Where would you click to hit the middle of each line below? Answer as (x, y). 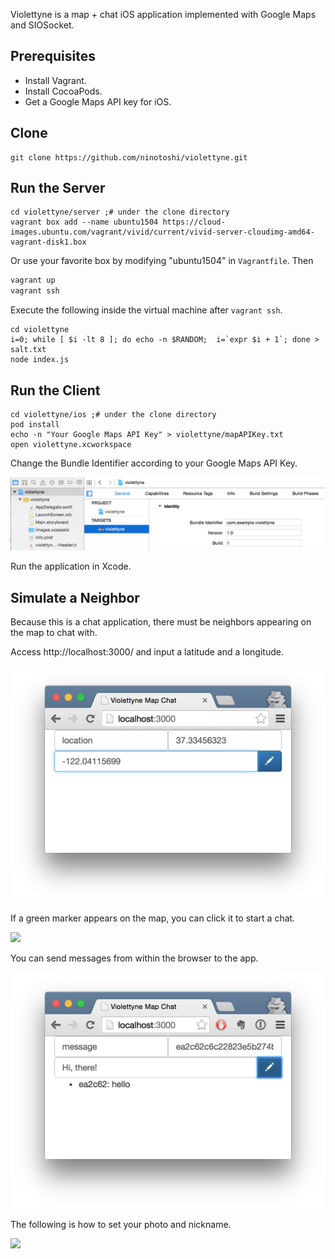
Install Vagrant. (55, 80)
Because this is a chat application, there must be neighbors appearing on (161, 621)
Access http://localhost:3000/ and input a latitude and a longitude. (147, 651)
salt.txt (28, 350)
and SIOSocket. (42, 25)
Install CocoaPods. (63, 91)
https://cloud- (194, 222)
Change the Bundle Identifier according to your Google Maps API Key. (154, 463)
